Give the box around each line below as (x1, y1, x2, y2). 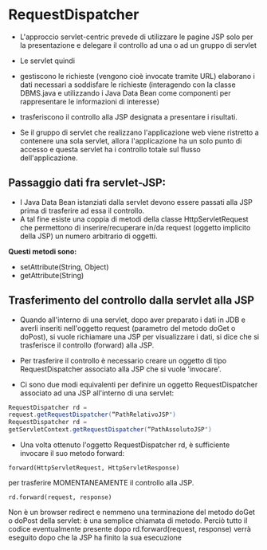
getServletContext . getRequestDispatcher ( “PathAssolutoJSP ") (8, 426, 213, 434)
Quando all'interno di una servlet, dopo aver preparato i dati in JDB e (19, 315, 245, 324)
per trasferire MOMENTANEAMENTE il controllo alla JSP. (8, 478, 194, 488)
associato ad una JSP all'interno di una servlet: (19, 388, 175, 398)
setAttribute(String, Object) (19, 261, 109, 272)
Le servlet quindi (19, 56, 76, 65)
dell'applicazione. (19, 153, 78, 163)
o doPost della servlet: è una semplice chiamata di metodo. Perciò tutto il (8, 516, 248, 525)
